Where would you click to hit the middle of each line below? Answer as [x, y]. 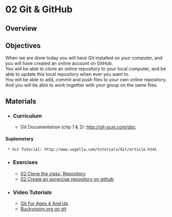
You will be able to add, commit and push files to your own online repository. [86, 80]
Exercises [25, 162]
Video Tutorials [32, 192]
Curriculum [27, 116]
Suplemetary [20, 139]
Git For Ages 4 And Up [44, 203]
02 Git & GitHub [39, 9]
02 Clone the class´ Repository [53, 173]
